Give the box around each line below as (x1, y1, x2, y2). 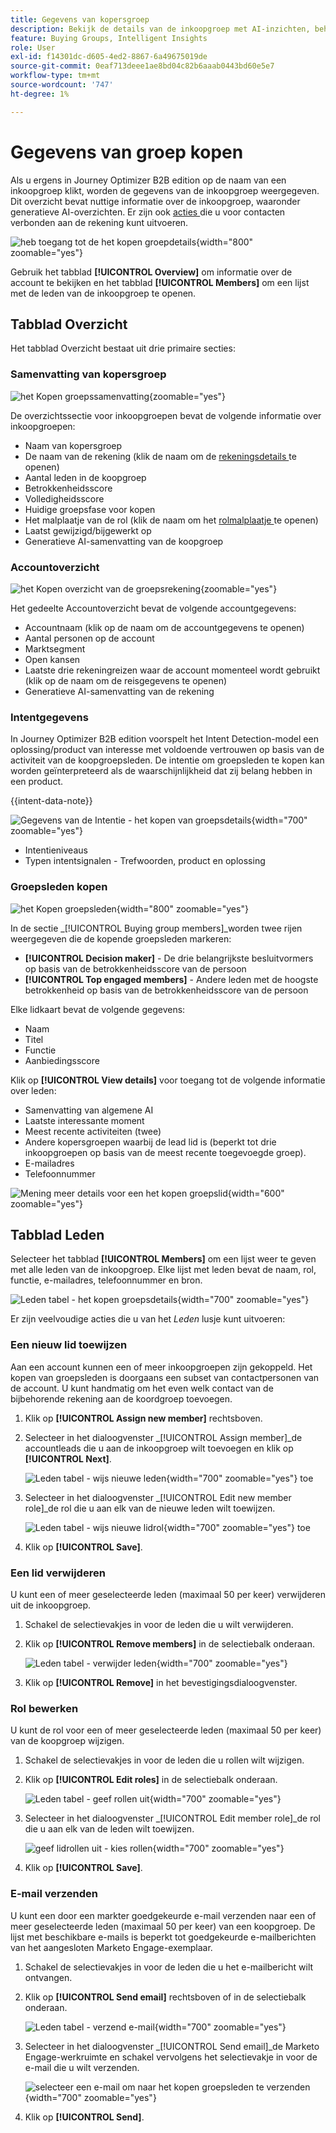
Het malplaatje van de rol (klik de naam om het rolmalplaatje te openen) (24, 514, 319, 526)
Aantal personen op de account (24, 632, 155, 644)
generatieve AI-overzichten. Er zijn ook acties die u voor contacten (10, 206, 286, 218)
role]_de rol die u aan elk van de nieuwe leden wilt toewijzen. (24, 1502, 276, 1514)
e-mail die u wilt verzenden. (24, 2061, 140, 2073)
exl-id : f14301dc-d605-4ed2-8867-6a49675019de (10, 52, 208, 62)
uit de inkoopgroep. (10, 1599, 92, 1611)
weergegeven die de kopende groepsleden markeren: (10, 932, 232, 945)
